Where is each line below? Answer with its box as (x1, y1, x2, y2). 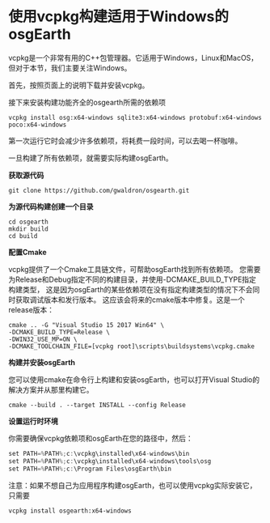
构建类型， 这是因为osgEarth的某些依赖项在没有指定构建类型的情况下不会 (8, 284, 253, 294)
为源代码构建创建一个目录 (8, 202, 94, 211)
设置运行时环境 (8, 416, 58, 426)
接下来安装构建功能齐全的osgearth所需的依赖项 (8, 97, 166, 107)
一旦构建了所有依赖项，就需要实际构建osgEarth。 (8, 153, 173, 163)
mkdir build (8, 224, 49, 233)
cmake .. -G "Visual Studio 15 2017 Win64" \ (8, 321, 164, 329)
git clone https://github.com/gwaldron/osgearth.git (8, 186, 190, 194)
